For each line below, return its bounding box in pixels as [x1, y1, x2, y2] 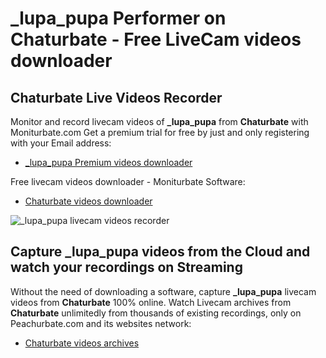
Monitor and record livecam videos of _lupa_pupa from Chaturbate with [10, 116, 309, 127]
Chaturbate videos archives [24, 337, 140, 349]
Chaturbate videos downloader [24, 195, 153, 207]
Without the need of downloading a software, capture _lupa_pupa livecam [10, 285, 317, 297]
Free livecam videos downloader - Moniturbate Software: [10, 176, 246, 187]
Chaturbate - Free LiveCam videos [10, 28, 302, 51]
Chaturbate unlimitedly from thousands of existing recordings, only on [10, 307, 302, 319]
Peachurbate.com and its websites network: [10, 317, 192, 329]
